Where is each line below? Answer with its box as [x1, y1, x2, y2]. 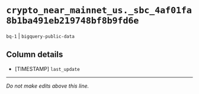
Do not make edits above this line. [6, 82, 89, 89]
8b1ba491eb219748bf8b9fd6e [6, 15, 139, 27]
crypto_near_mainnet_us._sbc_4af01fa [6, 5, 192, 16]
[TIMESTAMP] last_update [14, 65, 80, 72]
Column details [6, 50, 63, 60]
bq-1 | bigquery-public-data [6, 32, 75, 40]
